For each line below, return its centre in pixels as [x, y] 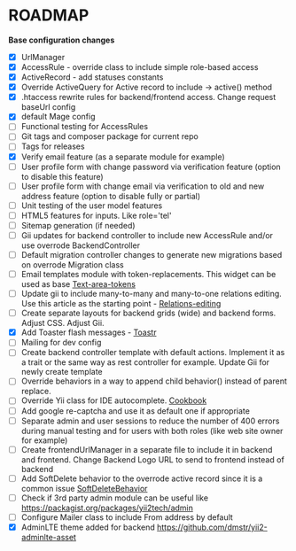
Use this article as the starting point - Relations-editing [121, 304]
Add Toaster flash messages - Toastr [89, 332]
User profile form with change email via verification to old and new [143, 186]
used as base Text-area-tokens [78, 284]
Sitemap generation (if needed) [78, 225]
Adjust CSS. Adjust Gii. [62, 323]
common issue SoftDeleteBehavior [84, 488]
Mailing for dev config [61, 343]
